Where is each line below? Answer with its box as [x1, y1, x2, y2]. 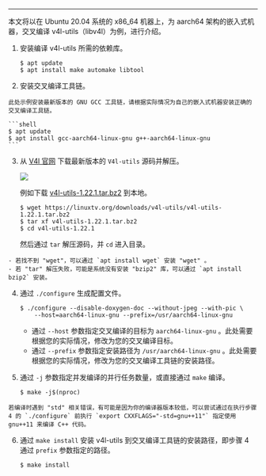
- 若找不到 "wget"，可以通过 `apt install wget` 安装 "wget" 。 [8, 257, 211, 265]
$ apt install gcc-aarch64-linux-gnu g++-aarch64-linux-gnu [8, 135, 211, 143]
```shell [8, 120, 37, 128]
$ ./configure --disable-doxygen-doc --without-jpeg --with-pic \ [19, 304, 244, 312]
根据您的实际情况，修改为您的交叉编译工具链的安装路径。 [31, 356, 219, 365]
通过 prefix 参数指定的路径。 [19, 445, 115, 455]
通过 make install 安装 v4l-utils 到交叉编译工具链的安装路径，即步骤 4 [19, 436, 249, 444]
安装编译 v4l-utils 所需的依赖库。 [19, 44, 127, 52]
